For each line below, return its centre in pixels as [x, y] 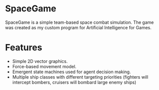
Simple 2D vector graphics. [40, 61]
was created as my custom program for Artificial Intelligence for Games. [78, 27]
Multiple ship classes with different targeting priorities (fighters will [80, 77]
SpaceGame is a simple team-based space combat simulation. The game [79, 22]
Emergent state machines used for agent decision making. [71, 72]
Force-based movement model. [44, 66]
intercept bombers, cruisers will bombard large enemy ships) [74, 82]
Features [24, 48]
